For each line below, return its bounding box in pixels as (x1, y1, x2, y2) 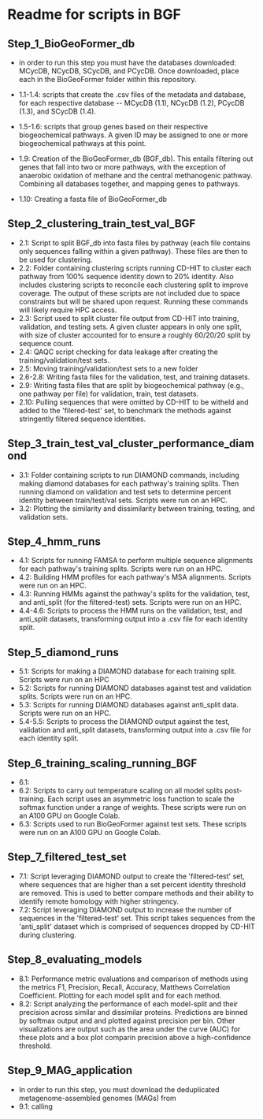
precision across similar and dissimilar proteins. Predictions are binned (18, 1007, 249, 1016)
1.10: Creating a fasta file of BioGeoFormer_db (18, 195, 167, 203)
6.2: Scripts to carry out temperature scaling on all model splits (18, 786, 224, 796)
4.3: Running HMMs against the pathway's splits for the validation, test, (18, 589, 250, 599)
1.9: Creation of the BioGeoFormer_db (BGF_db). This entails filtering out (18, 154, 254, 163)
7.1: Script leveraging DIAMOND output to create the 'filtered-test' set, (18, 871, 245, 881)
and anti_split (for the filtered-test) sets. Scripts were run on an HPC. (18, 598, 242, 607)
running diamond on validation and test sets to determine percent (18, 487, 232, 496)
